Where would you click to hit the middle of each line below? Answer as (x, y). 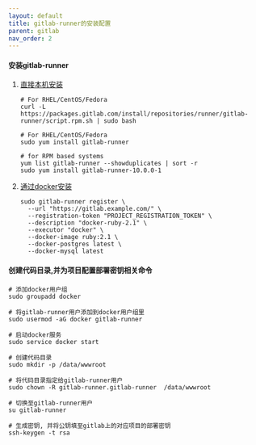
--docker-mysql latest (66, 251)
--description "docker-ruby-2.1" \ (88, 223)
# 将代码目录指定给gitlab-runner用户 (66, 380)
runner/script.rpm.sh (56, 121)
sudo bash (120, 121)
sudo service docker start (54, 342)
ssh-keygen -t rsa (39, 433)
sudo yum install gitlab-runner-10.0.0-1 (90, 170)
